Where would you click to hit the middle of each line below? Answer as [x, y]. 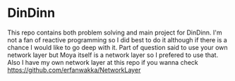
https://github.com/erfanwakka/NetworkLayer [74, 70]
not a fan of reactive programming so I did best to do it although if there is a [117, 39]
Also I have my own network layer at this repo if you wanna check [103, 62]
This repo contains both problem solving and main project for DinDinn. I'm [115, 32]
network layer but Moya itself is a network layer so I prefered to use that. [113, 55]
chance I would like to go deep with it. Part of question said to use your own [117, 47]
